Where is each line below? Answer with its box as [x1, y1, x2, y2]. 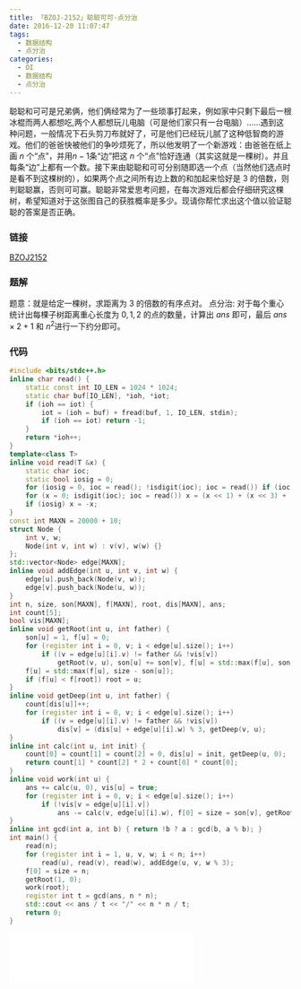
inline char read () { [9, 375, 90, 384]
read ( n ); [25, 842, 58, 851]
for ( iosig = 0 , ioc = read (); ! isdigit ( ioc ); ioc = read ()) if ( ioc [25, 483, 291, 492]
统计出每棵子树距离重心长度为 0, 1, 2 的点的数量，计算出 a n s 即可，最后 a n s [9, 309, 288, 320]
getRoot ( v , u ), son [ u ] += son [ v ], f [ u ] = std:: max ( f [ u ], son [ [56, 658, 295, 667]
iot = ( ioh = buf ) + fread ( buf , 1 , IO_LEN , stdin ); [41, 408, 239, 417]
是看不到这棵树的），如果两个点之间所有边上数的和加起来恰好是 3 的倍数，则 [9, 172, 289, 184]
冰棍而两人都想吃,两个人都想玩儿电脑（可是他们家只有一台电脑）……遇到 [9, 117, 277, 127]
